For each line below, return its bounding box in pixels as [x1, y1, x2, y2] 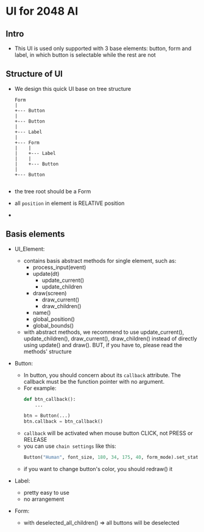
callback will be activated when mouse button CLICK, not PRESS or [23, 430, 193, 437]
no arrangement [23, 495, 65, 503]
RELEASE [23, 436, 47, 444]
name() [32, 309, 51, 316]
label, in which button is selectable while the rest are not [14, 51, 156, 59]
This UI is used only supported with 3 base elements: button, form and [14, 45, 192, 52]
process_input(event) [32, 264, 86, 271]
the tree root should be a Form [14, 187, 91, 195]
